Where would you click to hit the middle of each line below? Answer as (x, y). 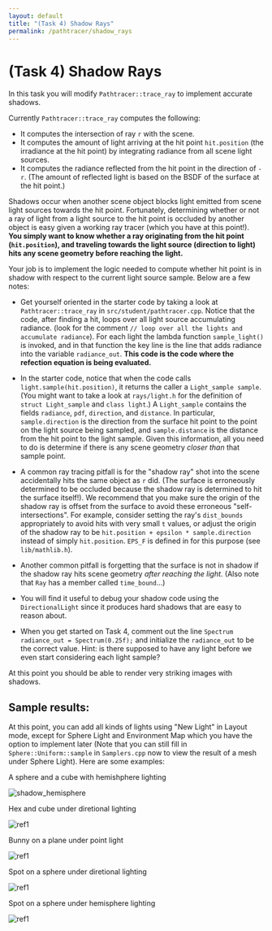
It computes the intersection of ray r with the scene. (107, 134)
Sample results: (49, 707)
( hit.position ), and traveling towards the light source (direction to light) (132, 245)
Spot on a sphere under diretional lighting (78, 872)
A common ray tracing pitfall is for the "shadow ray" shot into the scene (140, 472)
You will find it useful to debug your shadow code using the (119, 598)
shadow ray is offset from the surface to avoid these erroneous (126, 507)
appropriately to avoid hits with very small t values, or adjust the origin (138, 524)
